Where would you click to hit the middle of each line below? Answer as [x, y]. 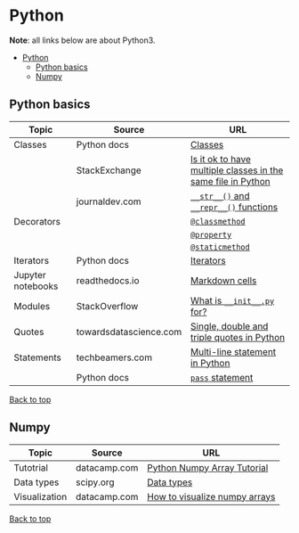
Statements [38, 357]
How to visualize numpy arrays [211, 496]
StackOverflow [107, 306]
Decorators [37, 221]
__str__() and [220, 195]
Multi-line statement [233, 351]
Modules [32, 306]
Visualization [40, 496]
